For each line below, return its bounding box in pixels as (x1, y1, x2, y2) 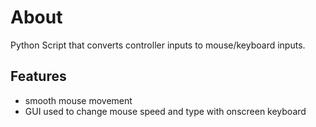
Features (10, 68, 67, 85)
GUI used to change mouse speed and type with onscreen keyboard (24, 105, 307, 117)
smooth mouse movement (24, 94, 133, 106)
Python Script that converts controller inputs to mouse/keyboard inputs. (10, 39, 306, 51)
